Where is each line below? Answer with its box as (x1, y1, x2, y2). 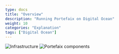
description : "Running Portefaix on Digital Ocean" (5, 16, 115, 21)
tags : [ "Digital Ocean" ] (5, 30, 57, 35)
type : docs (5, 7, 28, 12)
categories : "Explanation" (5, 26, 61, 30)
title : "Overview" (5, 12, 43, 17)
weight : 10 (5, 21, 28, 26)
